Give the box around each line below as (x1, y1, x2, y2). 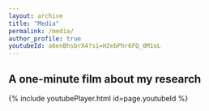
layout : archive (8, 11, 63, 20)
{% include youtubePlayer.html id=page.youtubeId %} (8, 93, 189, 103)
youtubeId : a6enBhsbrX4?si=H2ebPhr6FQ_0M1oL (8, 42, 161, 50)
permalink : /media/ (8, 27, 75, 35)
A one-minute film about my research (8, 72, 202, 86)
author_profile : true (8, 34, 82, 43)
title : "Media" (8, 19, 60, 28)
